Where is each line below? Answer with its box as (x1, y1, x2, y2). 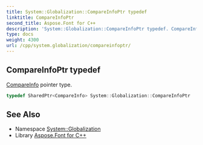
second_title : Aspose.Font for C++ (6, 20, 96, 26)
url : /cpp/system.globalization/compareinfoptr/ (6, 43, 131, 49)
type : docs (6, 31, 34, 37)
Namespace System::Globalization (14, 125, 101, 133)
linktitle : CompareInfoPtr (6, 14, 74, 21)
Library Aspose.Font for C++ (14, 132, 86, 139)
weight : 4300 (6, 37, 39, 43)
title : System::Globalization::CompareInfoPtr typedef (6, 8, 147, 15)
